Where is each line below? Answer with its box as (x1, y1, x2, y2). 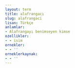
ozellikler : (5, 34, 29, 39)
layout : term (5, 7, 31, 12)
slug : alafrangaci (5, 16, 42, 21)
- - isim (5, 38, 23, 43)
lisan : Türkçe (5, 20, 34, 25)
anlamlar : (5, 25, 25, 30)
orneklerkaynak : (5, 51, 38, 57)
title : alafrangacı (5, 11, 45, 16)
